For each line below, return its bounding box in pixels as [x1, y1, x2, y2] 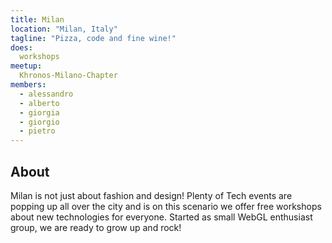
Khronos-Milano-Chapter [19, 71, 118, 81]
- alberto [19, 98, 60, 108]
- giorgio [19, 117, 60, 127]
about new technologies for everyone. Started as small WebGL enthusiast [10, 211, 313, 223]
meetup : [10, 61, 43, 71]
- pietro [19, 126, 56, 136]
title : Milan [10, 14, 65, 25]
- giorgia [19, 107, 60, 118]
